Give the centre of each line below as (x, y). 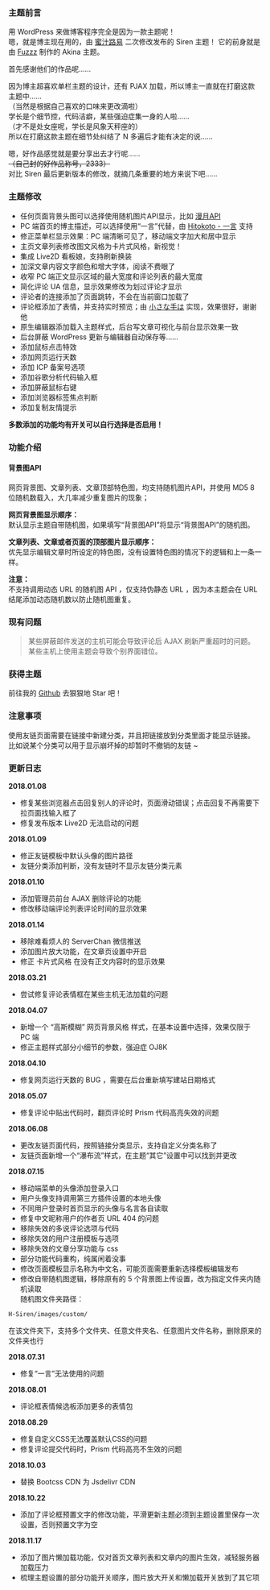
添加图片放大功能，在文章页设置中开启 (83, 951)
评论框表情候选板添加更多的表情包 (76, 1406)
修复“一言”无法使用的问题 (62, 1373)
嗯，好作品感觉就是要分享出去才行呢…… (74, 154)
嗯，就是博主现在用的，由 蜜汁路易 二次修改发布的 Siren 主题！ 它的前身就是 (135, 42)
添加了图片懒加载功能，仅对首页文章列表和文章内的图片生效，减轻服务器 (139, 1557)
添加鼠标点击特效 (48, 347)
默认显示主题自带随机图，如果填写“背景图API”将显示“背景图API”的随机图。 (131, 525)
